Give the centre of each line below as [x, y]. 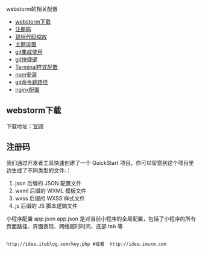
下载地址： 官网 [25, 126]
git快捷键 [26, 59]
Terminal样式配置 [36, 67]
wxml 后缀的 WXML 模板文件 [51, 191]
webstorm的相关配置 [32, 9]
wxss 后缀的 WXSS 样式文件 [50, 198]
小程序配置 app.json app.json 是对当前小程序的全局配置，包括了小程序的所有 [101, 219]
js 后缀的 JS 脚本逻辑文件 [46, 206]
